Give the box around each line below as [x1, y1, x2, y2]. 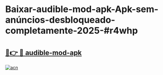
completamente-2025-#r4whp [5, 25, 138, 36]
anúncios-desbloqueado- [5, 14, 115, 26]
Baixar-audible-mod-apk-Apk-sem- [5, 4, 158, 15]
